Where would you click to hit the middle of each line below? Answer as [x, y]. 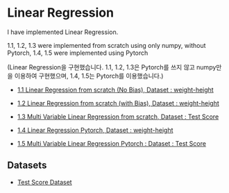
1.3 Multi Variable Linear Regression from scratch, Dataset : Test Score [118, 117]
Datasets [27, 166]
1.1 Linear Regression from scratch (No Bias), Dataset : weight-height [115, 90]
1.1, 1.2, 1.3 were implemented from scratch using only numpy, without [107, 45]
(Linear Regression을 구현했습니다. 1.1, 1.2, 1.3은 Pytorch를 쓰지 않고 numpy [112, 67]
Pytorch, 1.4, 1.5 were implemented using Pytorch [78, 53]
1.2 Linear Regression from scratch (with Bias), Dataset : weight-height [118, 103]
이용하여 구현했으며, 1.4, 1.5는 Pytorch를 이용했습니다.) [89, 76]
